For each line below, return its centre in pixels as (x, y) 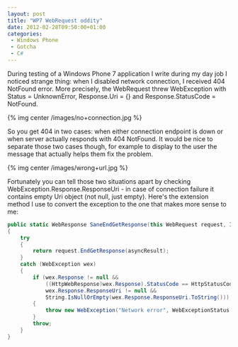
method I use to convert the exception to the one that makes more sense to (117, 204)
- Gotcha (23, 47)
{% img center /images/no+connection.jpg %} (75, 117)
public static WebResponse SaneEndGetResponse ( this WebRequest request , (117, 224)
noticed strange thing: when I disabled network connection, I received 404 (116, 81)
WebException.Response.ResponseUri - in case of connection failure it (111, 189)
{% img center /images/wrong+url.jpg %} (68, 167)
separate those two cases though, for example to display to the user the (112, 146)
